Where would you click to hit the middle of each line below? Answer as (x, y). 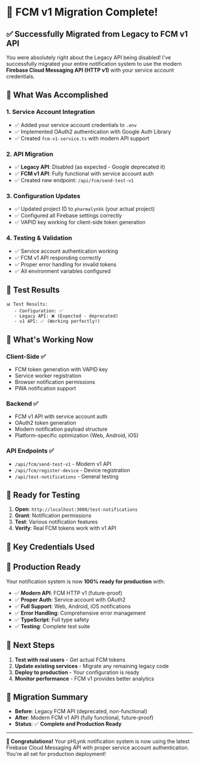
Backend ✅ (23, 404)
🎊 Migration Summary (47, 697)
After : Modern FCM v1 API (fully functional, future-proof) (84, 718)
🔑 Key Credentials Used (50, 547)
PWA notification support (45, 389)
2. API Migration (30, 154)
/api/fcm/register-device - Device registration (72, 470)
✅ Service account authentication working (66, 251)
